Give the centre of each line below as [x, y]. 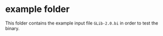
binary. [12, 28]
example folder [37, 9]
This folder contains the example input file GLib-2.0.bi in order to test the [82, 23]
